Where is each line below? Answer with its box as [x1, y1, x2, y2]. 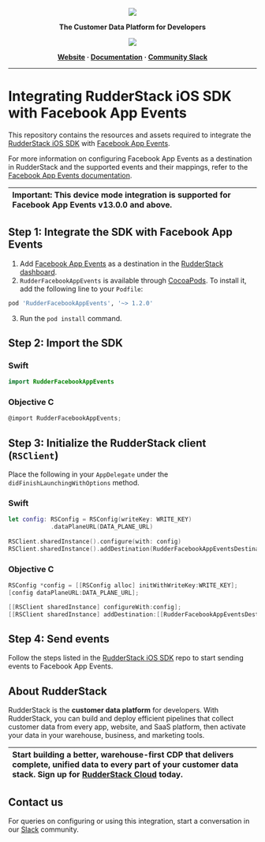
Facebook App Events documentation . [8, 170, 132, 180]
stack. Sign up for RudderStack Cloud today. [12, 769, 183, 780]
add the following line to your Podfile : [19, 284, 144, 294]
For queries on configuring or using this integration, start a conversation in [8, 817, 250, 826]
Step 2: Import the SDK [8, 336, 124, 350]
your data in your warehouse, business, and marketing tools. [8, 731, 205, 740]
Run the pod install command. [19, 313, 122, 323]
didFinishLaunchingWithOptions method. [8, 478, 140, 488]
